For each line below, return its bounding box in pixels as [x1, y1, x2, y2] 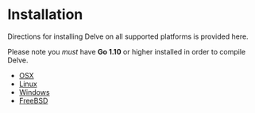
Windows [18, 87, 50, 96]
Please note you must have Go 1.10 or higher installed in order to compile [7, 47, 246, 56]
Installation [7, 6, 83, 24]
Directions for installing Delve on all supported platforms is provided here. [7, 32, 249, 41]
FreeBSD [18, 96, 48, 105]
